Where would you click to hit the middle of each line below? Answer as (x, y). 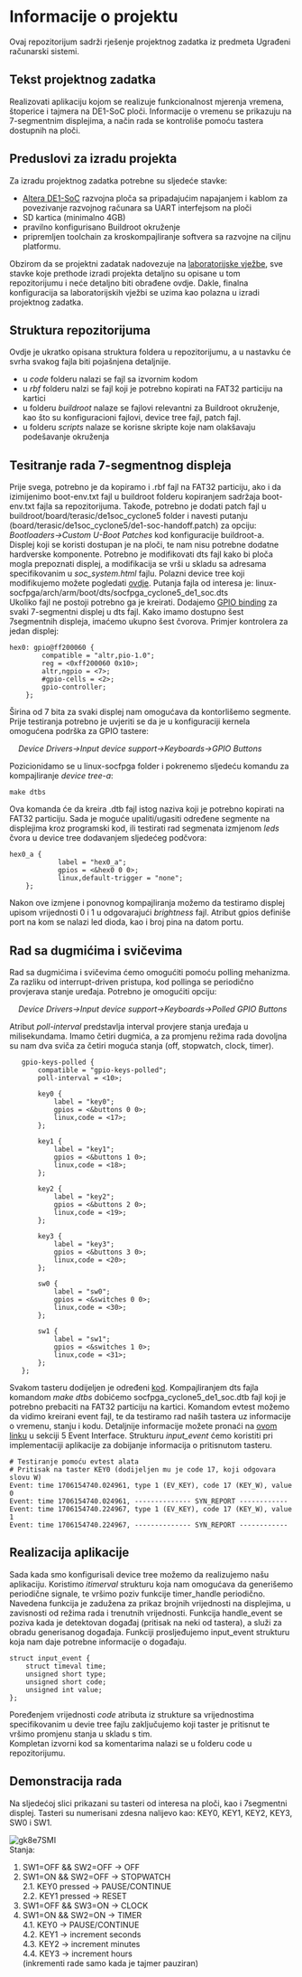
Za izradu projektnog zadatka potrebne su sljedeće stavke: (119, 180)
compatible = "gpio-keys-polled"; (102, 1070)
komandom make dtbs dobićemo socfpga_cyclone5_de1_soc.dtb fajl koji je (148, 1397)
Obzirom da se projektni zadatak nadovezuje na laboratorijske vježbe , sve (146, 263)
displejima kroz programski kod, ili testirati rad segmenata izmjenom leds (144, 828)
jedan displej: (34, 631)
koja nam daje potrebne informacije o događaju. (98, 1642)
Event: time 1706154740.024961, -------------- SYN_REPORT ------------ (149, 1502)
